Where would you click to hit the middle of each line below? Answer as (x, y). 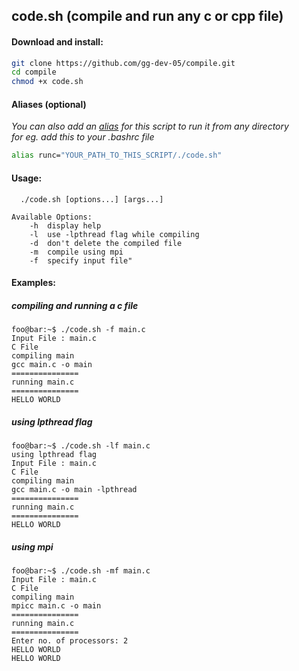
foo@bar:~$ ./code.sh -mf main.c (81, 571)
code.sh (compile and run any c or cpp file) (147, 16)
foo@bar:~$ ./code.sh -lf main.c (81, 446)
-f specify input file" (81, 260)
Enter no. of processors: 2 (70, 641)
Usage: (27, 178)
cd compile (34, 72)
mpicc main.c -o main (56, 606)
